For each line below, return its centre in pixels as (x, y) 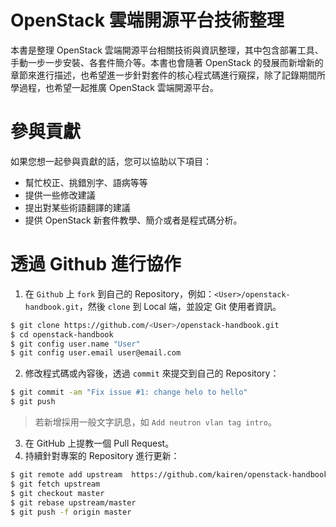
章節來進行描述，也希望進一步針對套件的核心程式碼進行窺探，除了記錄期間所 (168, 75)
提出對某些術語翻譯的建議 (77, 207)
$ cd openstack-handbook (62, 334)
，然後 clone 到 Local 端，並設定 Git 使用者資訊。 (180, 306)
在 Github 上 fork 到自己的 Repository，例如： (119, 293)
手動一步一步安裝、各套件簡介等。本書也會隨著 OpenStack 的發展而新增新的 (167, 62)
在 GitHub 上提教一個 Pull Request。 (99, 443)
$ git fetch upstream (55, 484)
